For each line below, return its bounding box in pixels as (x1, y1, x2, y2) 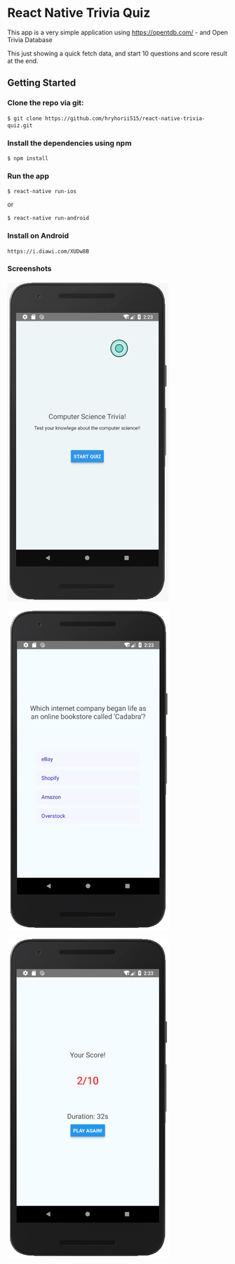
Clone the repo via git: (7, 98, 84, 108)
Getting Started (7, 77, 76, 89)
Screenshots (7, 264, 52, 274)
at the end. (7, 56, 39, 65)
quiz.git (7, 121, 33, 129)
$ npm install (7, 154, 49, 162)
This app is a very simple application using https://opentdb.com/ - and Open (7, 28, 228, 36)
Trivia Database (7, 35, 53, 44)
